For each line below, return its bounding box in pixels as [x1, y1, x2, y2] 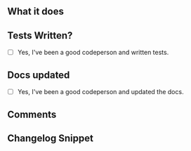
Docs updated [7, 69, 70, 81]
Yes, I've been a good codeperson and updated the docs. [17, 88, 184, 96]
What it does [7, 6, 65, 18]
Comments [7, 108, 57, 120]
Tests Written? [7, 29, 73, 41]
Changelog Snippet [7, 132, 93, 144]
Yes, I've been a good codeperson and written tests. [17, 48, 169, 57]
